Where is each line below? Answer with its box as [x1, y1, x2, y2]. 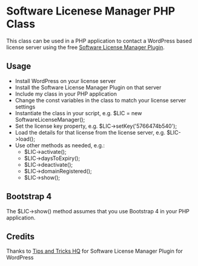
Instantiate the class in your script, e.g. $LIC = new [15, 109, 142, 116]
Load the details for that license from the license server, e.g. [15, 128, 165, 136]
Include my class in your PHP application [15, 90, 117, 98]
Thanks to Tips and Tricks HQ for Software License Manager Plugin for [6, 247, 183, 255]
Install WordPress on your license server [15, 77, 116, 84]
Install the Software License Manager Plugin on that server [15, 84, 162, 91]
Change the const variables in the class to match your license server [15, 96, 186, 104]
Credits [6, 231, 35, 242]
